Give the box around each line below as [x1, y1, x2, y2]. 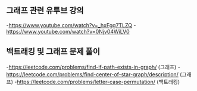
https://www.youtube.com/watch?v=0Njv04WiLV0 [6, 28, 130, 35]
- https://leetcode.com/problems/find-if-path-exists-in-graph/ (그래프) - [6, 63, 180, 70]
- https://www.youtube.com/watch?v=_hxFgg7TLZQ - [6, 21, 136, 28]
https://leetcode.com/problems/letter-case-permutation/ [17, 78, 156, 85]
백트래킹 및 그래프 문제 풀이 [6, 47, 100, 57]
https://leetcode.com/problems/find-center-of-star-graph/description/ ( [6, 70, 182, 78]
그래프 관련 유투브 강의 [6, 5, 85, 16]
